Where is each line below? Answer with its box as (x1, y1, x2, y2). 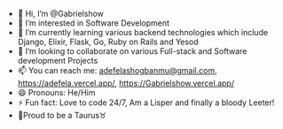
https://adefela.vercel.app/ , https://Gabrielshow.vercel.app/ (17, 78, 235, 88)
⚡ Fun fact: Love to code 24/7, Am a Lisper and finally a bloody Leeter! (17, 97, 275, 108)
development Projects (17, 56, 98, 65)
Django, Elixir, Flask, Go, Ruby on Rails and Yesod (17, 36, 199, 47)
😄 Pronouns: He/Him (17, 87, 96, 97)
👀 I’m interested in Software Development (17, 18, 170, 28)
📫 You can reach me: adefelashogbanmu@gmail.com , (17, 65, 217, 75)
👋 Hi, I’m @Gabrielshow (17, 9, 105, 19)
